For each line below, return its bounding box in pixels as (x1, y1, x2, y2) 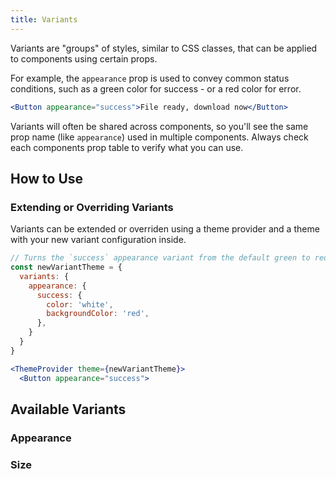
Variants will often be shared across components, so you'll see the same (10, 120, 309, 132)
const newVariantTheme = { (10, 262, 123, 273)
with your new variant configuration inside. (10, 234, 187, 246)
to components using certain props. (10, 52, 158, 65)
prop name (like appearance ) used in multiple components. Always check (10, 131, 309, 143)
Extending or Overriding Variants (10, 200, 174, 214)
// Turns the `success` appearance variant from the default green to (10, 253, 311, 263)
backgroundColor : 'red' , (46, 309, 150, 319)
